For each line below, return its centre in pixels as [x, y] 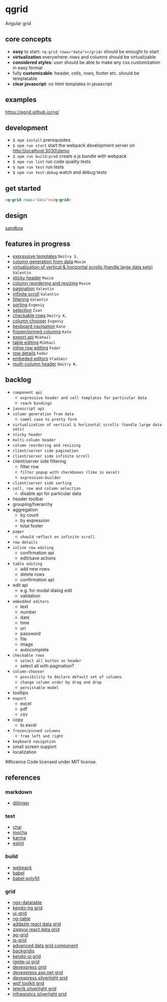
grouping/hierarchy [33, 504]
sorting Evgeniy [28, 305]
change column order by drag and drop [61, 682]
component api [27, 392]
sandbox [14, 228]
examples [21, 100]
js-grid [19, 940]
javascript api [29, 409]
